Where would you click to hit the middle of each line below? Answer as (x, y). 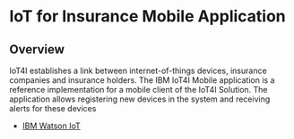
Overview (37, 49)
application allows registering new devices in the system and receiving (140, 99)
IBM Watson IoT (51, 126)
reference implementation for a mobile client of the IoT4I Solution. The (138, 90)
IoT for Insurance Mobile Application (148, 16)
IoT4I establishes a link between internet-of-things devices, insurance (138, 70)
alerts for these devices (53, 108)
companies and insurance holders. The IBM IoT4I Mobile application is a (142, 80)
